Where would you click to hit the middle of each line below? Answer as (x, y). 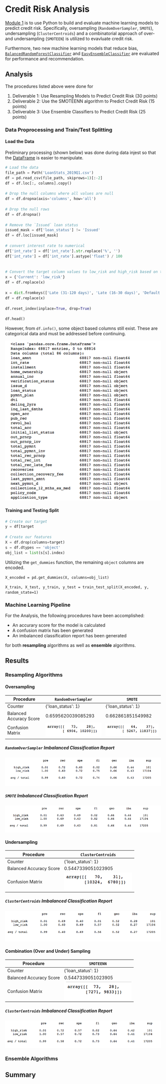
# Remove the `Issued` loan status (42, 225)
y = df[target (20, 527)
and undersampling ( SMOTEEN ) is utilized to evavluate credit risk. (69, 39)
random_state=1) (22, 592)
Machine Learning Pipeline (38, 605)
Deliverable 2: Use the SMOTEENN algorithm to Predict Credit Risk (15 (83, 101)
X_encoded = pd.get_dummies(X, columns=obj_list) (57, 577)
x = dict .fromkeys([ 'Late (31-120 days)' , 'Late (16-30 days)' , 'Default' (84, 293)
